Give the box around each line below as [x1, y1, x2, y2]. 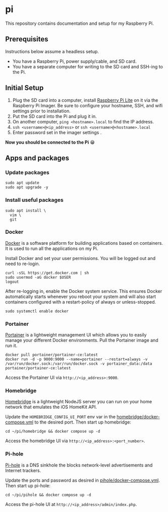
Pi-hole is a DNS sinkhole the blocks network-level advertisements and [5, 462, 153, 468]
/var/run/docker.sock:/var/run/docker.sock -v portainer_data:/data [5, 361, 152, 366]
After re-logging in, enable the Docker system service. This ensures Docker [5, 288, 162, 294]
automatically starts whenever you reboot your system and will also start [5, 293, 156, 300]
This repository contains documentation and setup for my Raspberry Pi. [5, 20, 154, 26]
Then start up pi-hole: [5, 482, 51, 489]
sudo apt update [5, 181, 39, 186]
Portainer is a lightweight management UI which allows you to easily [5, 332, 147, 338]
